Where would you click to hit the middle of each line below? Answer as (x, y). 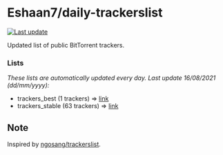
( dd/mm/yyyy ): (28, 85)
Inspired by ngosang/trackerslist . (54, 144)
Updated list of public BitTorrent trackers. (66, 45)
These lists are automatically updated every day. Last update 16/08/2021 (111, 78)
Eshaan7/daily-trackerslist (85, 13)
